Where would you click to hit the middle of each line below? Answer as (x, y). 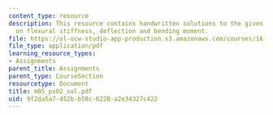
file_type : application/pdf (56, 46)
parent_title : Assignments (54, 69)
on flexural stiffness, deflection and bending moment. (112, 31)
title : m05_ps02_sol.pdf (50, 91)
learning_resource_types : (52, 53)
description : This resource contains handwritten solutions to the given (136, 23)
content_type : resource (49, 16)
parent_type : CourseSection (56, 76)
